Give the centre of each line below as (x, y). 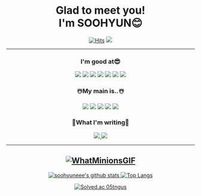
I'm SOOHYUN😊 (100, 23)
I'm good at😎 (100, 62)
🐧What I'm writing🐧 (100, 122)
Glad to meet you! (100, 10)
